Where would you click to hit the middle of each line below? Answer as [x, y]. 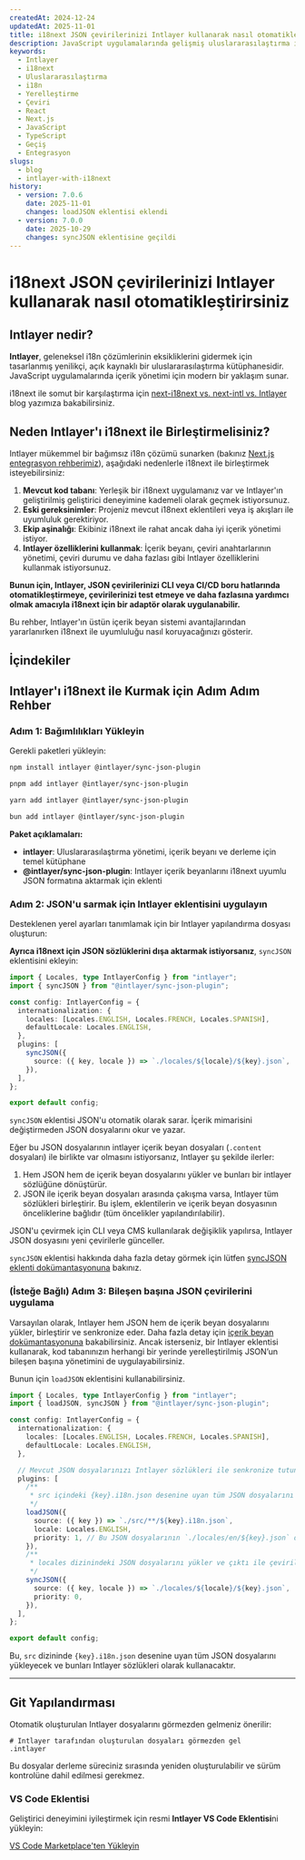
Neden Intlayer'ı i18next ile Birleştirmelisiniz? [140, 432]
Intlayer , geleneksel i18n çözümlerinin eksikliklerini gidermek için [131, 357]
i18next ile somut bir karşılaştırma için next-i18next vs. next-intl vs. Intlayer [148, 394]
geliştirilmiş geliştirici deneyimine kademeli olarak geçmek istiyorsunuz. [156, 500]
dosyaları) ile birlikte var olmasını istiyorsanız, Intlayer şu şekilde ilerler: [142, 1157]
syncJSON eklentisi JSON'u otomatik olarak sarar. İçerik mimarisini [131, 1120]
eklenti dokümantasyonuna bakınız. [76, 1268]
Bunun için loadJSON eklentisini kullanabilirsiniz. [98, 1378]
